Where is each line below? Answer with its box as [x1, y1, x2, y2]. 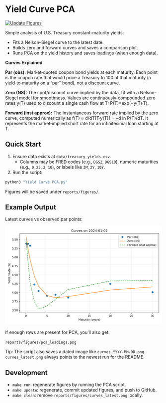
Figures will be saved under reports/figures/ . [5, 189, 100, 195]
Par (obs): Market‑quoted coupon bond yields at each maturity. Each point [5, 69, 158, 75]
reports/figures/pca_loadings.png [5, 340, 77, 345]
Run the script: [12, 169, 43, 175]
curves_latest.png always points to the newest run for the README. [5, 354, 145, 360]
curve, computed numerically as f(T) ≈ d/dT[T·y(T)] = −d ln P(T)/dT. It [5, 115, 148, 121]
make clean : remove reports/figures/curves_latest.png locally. [12, 393, 143, 399]
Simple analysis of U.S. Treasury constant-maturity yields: [5, 29, 124, 35]
